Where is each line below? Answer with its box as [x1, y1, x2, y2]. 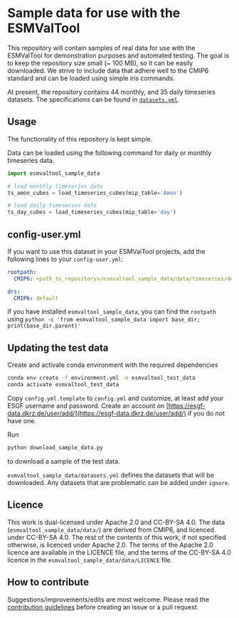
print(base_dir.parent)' [7, 322, 81, 330]
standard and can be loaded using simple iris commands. [7, 73, 176, 82]
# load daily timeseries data [7, 202, 97, 209]
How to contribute [7, 576, 90, 588]
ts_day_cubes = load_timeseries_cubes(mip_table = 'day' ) [7, 208, 176, 216]
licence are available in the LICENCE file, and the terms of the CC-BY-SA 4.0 [7, 548, 231, 556]
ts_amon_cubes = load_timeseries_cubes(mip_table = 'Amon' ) [7, 189, 183, 196]
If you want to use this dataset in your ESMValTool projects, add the [7, 247, 206, 255]
